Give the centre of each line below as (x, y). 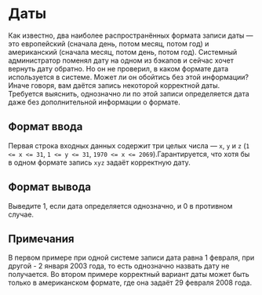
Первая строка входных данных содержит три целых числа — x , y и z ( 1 (129, 145)
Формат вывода (50, 187)
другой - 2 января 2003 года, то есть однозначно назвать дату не (119, 266)
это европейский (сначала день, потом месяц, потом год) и (109, 43)
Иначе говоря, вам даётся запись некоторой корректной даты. (114, 85)
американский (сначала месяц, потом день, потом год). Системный (123, 52)
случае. (21, 214)
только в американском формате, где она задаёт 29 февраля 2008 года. (130, 282)
